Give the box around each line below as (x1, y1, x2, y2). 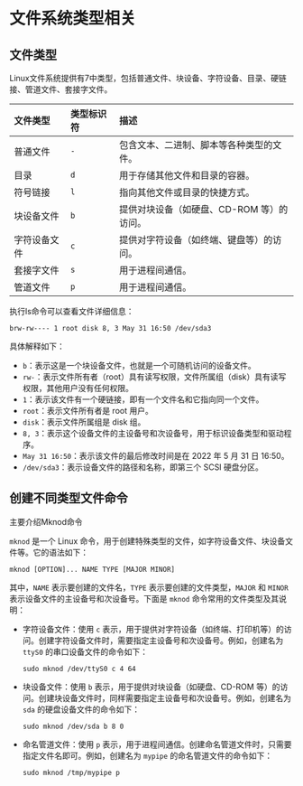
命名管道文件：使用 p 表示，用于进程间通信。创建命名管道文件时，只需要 (22, 738, 292, 750)
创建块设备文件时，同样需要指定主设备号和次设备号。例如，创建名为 (38, 692, 291, 703)
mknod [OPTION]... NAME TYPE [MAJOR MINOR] (9, 565, 176, 574)
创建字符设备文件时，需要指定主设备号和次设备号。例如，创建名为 (38, 634, 284, 646)
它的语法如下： (32, 547, 88, 557)
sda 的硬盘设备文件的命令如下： (22, 704, 141, 715)
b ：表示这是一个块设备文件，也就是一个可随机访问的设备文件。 (22, 360, 256, 370)
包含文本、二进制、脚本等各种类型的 (118, 139, 273, 151)
